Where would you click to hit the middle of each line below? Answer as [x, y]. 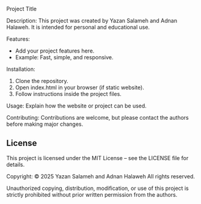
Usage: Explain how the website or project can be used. [76, 106]
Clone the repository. [42, 81]
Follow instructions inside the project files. [68, 94]
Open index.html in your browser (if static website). [80, 87]
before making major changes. [45, 124]
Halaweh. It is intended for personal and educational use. [78, 27]
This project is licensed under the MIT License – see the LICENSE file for [97, 158]
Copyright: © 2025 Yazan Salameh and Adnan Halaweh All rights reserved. [101, 176]
